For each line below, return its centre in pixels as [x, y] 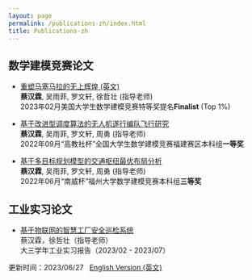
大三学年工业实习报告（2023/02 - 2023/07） [95, 250]
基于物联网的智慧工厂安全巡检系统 [77, 230]
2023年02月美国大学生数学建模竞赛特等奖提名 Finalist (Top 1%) [125, 107]
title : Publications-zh [48, 31]
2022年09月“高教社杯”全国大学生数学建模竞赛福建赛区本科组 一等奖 [132, 144]
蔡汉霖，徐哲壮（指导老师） [66, 240]
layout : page [30, 16]
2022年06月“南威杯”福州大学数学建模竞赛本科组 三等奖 [111, 182]
